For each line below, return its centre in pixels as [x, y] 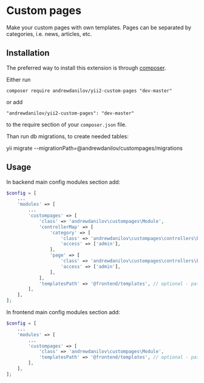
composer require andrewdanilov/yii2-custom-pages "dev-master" [89, 91]
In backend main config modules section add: [63, 182]
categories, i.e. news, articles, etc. [49, 33]
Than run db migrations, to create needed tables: [68, 136]
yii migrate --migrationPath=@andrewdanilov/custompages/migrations [95, 148]
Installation [28, 53]
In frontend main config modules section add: [63, 312]
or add [15, 102]
